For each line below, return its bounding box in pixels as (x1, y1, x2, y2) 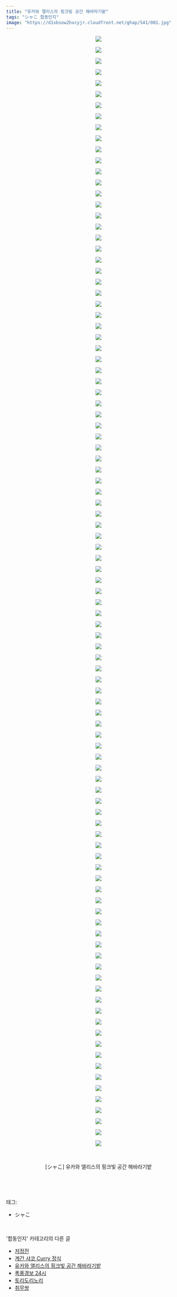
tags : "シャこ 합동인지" (6, 14, 59, 20)
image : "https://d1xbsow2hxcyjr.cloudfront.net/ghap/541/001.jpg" (6, 19, 172, 25)
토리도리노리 (14, 1277, 44, 1284)
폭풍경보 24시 (14, 1270, 47, 1277)
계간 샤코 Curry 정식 (14, 1255, 62, 1262)
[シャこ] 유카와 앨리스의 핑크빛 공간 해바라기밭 (45, 1163, 152, 1170)
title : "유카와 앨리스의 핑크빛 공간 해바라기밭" (6, 8, 109, 15)
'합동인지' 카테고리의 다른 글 (6, 1235, 70, 1242)
